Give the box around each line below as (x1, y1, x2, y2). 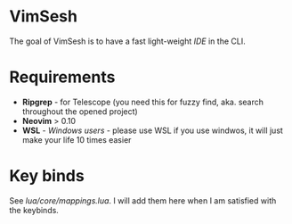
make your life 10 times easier (21, 134, 132, 145)
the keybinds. (9, 204, 60, 215)
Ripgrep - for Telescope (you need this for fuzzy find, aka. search (21, 96, 264, 107)
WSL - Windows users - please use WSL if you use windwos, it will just (21, 125, 283, 136)
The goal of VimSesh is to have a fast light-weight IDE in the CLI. (9, 36, 247, 46)
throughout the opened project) (21, 105, 138, 117)
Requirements (9, 67, 116, 87)
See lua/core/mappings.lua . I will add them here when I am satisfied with (9, 195, 277, 206)
